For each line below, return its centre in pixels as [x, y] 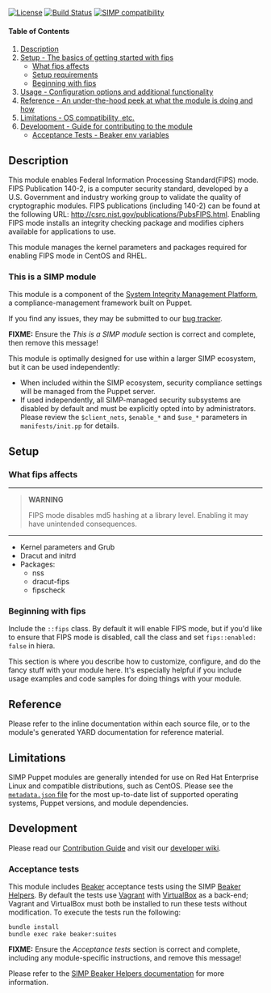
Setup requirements [65, 75]
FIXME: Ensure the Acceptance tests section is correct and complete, [124, 949]
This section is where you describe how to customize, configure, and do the [134, 662]
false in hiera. [32, 646]
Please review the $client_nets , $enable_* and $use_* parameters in [133, 418]
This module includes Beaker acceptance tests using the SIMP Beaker [125, 887]
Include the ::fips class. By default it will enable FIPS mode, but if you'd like [135, 629]
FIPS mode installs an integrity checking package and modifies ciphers [126, 223]
